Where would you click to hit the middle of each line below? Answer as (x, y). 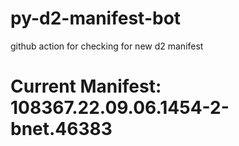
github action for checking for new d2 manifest (107, 46)
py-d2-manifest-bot (96, 18)
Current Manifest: (86, 86)
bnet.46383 (61, 129)
